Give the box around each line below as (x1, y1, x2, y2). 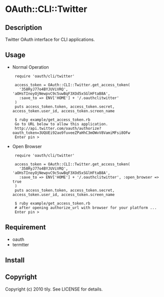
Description (5, 23, 42, 32)
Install (5, 256, 25, 265)
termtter (12, 241, 29, 247)
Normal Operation (12, 64, 49, 70)
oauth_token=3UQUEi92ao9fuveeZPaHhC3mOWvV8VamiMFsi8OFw (12, 130, 130, 135)
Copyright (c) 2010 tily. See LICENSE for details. (5, 286, 103, 292)
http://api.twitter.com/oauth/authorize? (14, 126, 102, 131)
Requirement (5, 223, 46, 232)
